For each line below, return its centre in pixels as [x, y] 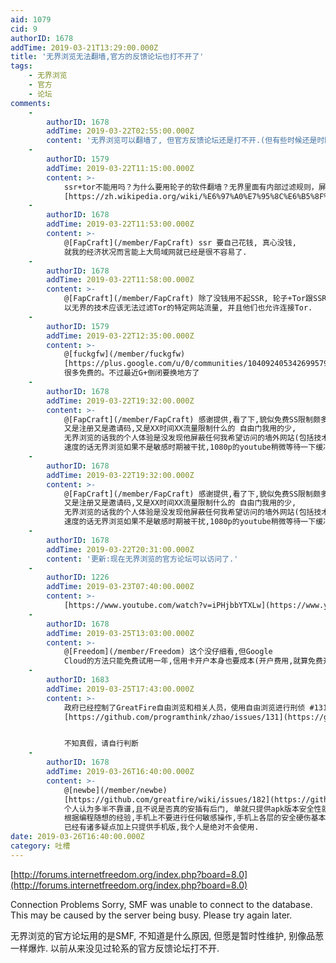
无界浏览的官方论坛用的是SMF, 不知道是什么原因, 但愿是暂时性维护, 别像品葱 [167, 935]
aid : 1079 [31, 19]
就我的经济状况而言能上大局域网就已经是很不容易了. [155, 252]
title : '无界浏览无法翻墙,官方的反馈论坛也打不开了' [107, 57]
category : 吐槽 [40, 846]
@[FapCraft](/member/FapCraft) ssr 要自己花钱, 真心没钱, [180, 242]
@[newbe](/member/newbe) [115, 790]
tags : [21, 66]
